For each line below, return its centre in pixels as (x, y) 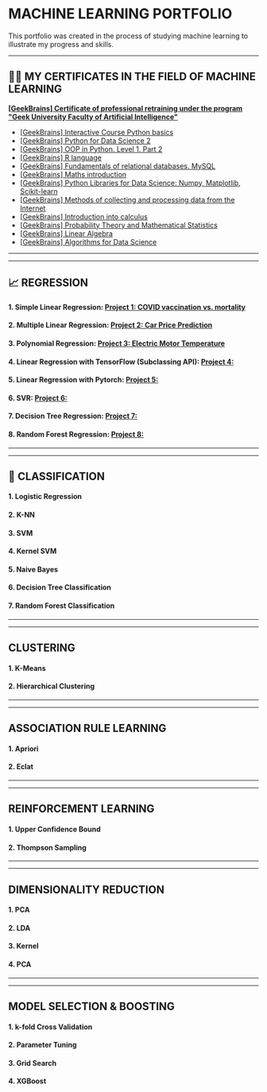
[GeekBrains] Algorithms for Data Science (88, 242)
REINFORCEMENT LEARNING (81, 809)
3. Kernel (23, 946)
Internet (33, 208)
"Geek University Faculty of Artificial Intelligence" (93, 117)
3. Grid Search (33, 1063)
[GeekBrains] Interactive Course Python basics (97, 132)
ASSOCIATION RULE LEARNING (87, 728)
